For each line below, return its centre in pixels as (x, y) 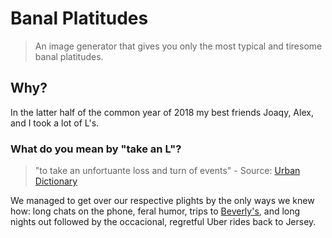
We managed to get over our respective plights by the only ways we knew (162, 201)
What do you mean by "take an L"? (96, 149)
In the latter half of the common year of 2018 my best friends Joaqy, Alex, (162, 112)
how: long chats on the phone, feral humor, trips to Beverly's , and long (155, 211)
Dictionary (56, 181)
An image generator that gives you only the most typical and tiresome (178, 46)
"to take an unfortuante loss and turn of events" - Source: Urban (167, 171)
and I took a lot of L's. (55, 123)
